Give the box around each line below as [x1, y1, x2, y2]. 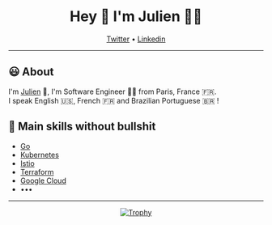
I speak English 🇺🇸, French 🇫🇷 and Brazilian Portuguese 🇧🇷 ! [8, 96, 219, 105]
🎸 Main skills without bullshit [8, 120, 156, 134]
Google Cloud [19, 176, 66, 185]
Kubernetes [19, 150, 59, 159]
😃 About [8, 65, 54, 79]
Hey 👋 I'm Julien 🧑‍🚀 [70, 7, 202, 26]
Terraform [19, 167, 54, 176]
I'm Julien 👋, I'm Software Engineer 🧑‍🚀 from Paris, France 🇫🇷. [8, 87, 217, 96]
